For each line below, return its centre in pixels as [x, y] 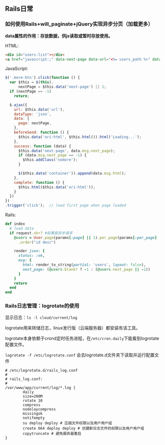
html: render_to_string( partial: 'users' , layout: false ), [84, 265]
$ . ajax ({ [18, 105]
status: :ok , [31, 256]
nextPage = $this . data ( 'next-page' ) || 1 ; [62, 87]
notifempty [34, 418]
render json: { [29, 251]
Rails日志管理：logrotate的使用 [42, 306]
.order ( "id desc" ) [37, 242]
